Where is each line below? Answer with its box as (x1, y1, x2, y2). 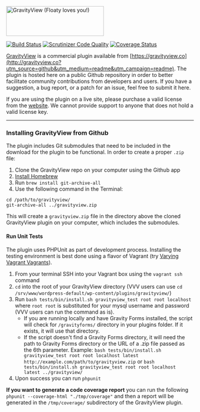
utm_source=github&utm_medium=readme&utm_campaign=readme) (6, 65, 174, 72)
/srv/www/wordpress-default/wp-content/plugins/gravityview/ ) (14, 289, 172, 296)
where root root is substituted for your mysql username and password (14, 302, 189, 309)
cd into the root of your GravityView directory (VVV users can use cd (14, 283, 183, 290)
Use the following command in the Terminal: (14, 185, 123, 193)
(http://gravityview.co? (6, 59, 61, 66)
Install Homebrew (14, 173, 58, 180)
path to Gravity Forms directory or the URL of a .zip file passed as (23, 340, 185, 347)
